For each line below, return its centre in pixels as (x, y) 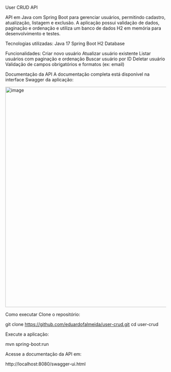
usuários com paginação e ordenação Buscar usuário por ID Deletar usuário (85, 59)
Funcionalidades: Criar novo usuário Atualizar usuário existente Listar (78, 53)
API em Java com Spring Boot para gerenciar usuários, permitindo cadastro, (86, 17)
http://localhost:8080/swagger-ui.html (45, 364)
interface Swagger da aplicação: (40, 80)
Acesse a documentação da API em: (43, 354)
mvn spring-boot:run (27, 344)
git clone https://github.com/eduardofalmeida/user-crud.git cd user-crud (82, 324)
